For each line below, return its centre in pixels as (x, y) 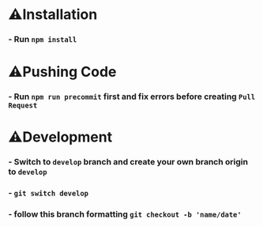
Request (23, 106)
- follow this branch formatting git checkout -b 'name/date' (125, 214)
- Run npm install (43, 40)
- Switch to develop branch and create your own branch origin (128, 162)
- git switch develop (49, 193)
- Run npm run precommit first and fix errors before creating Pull (132, 96)
